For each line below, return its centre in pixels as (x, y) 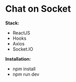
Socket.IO (23, 49)
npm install (24, 69)
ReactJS (21, 33)
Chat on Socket (38, 9)
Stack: (12, 23)
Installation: (18, 59)
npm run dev (26, 74)
